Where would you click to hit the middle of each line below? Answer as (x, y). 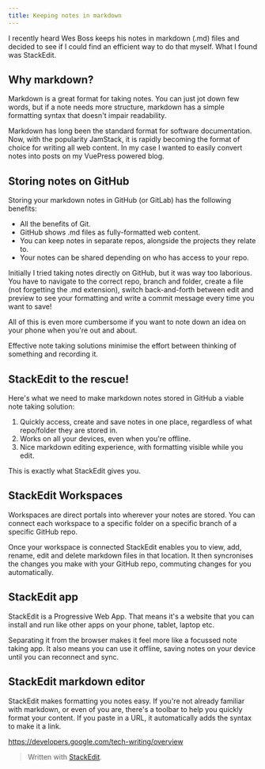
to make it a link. (35, 726)
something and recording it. (53, 354)
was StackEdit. (32, 55)
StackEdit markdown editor (77, 682)
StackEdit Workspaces (66, 496)
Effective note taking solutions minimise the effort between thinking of (123, 346)
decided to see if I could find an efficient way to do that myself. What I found (133, 46)
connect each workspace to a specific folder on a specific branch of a (123, 523)
